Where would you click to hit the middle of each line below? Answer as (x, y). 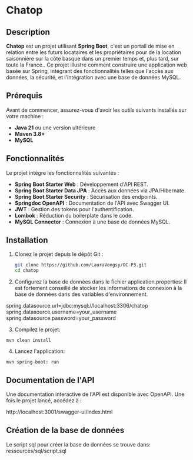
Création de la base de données (65, 430)
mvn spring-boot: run (33, 362)
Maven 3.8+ (30, 134)
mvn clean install (29, 341)
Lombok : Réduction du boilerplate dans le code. (74, 215)
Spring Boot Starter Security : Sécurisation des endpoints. (86, 196)
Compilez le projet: (37, 329)
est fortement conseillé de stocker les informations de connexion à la (98, 288)
